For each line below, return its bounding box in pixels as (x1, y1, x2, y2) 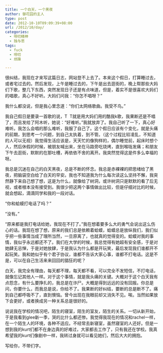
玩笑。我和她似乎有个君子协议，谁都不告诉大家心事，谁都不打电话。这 (9, 251, 149, 257)
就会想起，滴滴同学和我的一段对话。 (5, 190, 78, 196)
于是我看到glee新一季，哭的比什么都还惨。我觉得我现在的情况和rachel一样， (5, 314, 158, 320)
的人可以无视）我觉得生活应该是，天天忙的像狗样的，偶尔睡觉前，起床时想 (5, 138, 154, 143)
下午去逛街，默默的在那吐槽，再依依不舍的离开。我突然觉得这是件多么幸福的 (5, 150, 158, 155)
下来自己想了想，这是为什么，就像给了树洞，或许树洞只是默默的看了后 (13, 178, 154, 184)
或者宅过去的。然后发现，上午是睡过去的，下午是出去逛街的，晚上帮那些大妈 (5, 81, 158, 87)
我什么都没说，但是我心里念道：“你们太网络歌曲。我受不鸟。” (5, 103, 126, 109)
